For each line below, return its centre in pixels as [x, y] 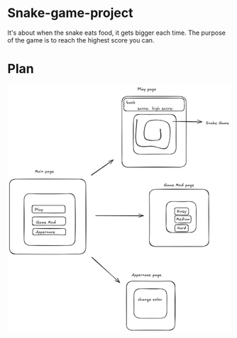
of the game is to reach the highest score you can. [81, 40]
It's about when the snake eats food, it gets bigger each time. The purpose [116, 33]
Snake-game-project [70, 13]
